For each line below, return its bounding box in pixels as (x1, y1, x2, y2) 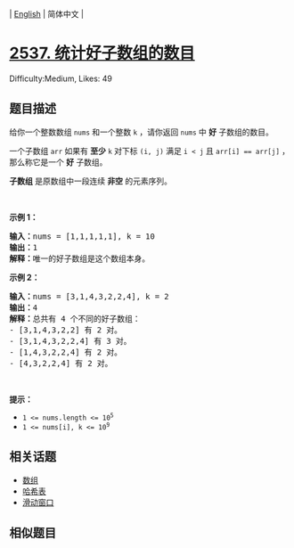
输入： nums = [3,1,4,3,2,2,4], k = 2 (9, 291, 169, 301)
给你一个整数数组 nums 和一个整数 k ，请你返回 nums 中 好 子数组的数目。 (9, 127, 274, 137)
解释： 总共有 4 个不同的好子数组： (9, 314, 141, 323)
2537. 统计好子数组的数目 (9, 44, 196, 63)
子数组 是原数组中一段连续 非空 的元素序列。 (9, 176, 172, 186)
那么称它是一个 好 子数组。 (9, 156, 108, 168)
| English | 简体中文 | (9, 9, 85, 19)
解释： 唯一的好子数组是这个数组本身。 (9, 253, 150, 264)
